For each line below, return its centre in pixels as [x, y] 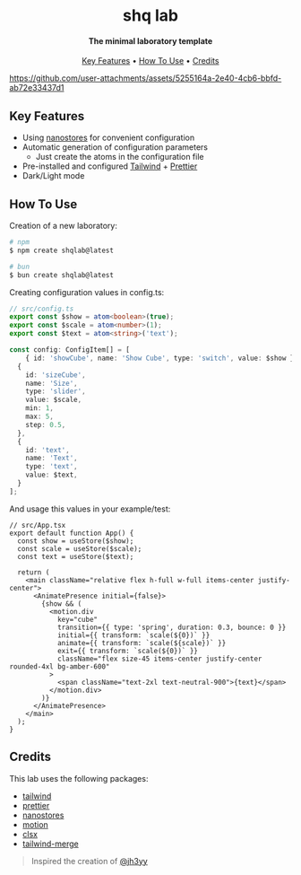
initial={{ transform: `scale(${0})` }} [133, 635]
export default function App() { [72, 533]
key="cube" [77, 619]
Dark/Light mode [53, 176]
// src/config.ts [42, 309]
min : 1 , [39, 408]
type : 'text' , [52, 467]
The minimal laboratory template [150, 40]
